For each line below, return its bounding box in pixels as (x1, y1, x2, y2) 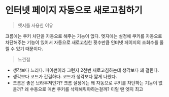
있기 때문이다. (16, 45, 43, 52)
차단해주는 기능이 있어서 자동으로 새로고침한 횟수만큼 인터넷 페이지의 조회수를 (5, 39, 159, 45)
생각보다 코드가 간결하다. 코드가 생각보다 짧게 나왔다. (12, 73, 117, 79)
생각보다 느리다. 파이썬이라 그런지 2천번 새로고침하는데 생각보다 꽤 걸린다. (12, 67, 159, 73)
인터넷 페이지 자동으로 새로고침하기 (5, 5, 143, 16)
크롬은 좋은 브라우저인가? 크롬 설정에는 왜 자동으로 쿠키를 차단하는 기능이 (12, 79, 157, 86)
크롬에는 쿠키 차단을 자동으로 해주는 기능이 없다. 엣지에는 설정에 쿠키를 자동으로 (5, 33, 162, 39)
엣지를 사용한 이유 (17, 22, 53, 28)
